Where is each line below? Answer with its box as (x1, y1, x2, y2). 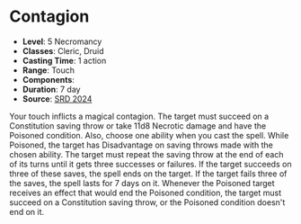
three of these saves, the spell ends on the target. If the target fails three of (9, 168, 288, 179)
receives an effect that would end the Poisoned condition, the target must (9, 187, 281, 198)
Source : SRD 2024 (22, 93, 93, 104)
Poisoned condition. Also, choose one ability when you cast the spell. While (9, 130, 289, 140)
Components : (22, 74, 75, 85)
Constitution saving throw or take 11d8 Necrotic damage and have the (9, 120, 267, 131)
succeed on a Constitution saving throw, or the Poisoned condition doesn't (9, 196, 286, 208)
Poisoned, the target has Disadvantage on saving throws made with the (9, 139, 274, 150)
